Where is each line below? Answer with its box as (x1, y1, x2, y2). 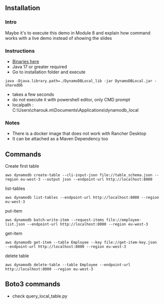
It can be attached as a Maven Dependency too (12, 136, 109, 142)
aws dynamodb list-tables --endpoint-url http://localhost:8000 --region (5, 195, 160, 200)
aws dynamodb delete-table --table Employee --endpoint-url (5, 263, 131, 268)
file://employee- (106, 217, 141, 223)
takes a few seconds (12, 91, 55, 97)
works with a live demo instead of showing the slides (5, 35, 112, 41)
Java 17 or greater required (12, 63, 67, 69)
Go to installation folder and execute (12, 69, 86, 75)
